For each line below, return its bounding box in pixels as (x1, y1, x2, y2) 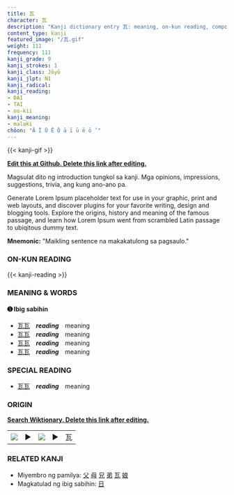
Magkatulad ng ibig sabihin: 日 (17, 479, 104, 488)
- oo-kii (7, 107, 33, 114)
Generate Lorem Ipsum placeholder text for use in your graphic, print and (7, 194, 217, 202)
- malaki (7, 120, 33, 128)
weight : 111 (7, 43, 42, 49)
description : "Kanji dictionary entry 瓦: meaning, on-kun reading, (7, 23, 209, 30)
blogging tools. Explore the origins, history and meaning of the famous (7, 208, 210, 217)
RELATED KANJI (7, 454, 63, 464)
